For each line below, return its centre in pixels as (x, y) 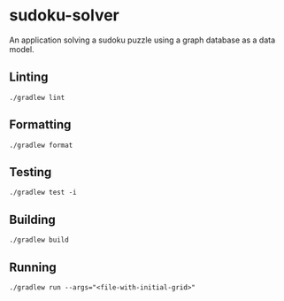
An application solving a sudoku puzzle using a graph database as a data (142, 40)
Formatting (40, 125)
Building (32, 219)
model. (22, 49)
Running (33, 267)
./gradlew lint (37, 97)
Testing (31, 172)
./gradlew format (41, 145)
